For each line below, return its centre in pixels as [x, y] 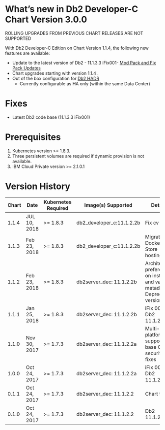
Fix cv [152, 223]
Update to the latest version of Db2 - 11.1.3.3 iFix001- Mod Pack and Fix [84, 63]
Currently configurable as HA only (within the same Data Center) [85, 83]
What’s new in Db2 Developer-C [72, 9]
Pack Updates [26, 68]
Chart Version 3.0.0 [46, 19]
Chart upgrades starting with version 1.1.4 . [55, 73]
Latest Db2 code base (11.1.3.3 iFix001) [51, 117]
